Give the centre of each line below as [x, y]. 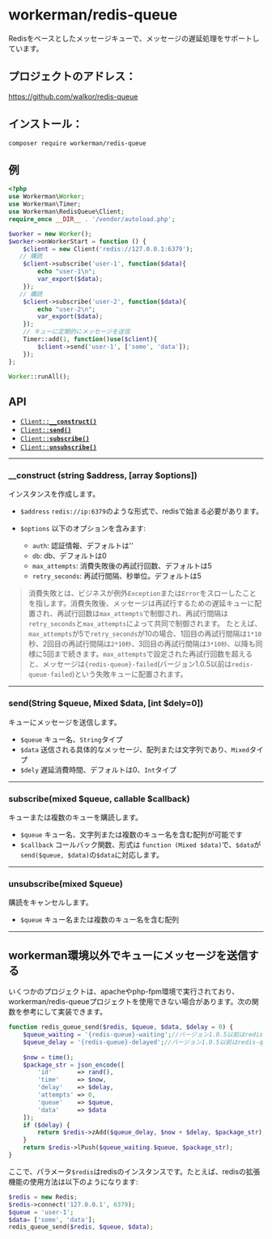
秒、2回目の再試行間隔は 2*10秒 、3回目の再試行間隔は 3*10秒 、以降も [142, 644]
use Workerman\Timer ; [45, 204]
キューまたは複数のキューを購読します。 [76, 817]
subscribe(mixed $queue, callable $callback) [99, 798]
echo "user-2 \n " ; [66, 309]
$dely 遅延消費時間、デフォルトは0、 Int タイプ [98, 769]
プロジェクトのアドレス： [72, 77]
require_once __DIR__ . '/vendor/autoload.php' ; [92, 219]
